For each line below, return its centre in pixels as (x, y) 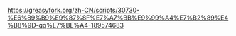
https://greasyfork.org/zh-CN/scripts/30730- (74, 10)
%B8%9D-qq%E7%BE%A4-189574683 (66, 25)
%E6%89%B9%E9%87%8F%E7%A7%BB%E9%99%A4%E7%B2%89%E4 (118, 18)
